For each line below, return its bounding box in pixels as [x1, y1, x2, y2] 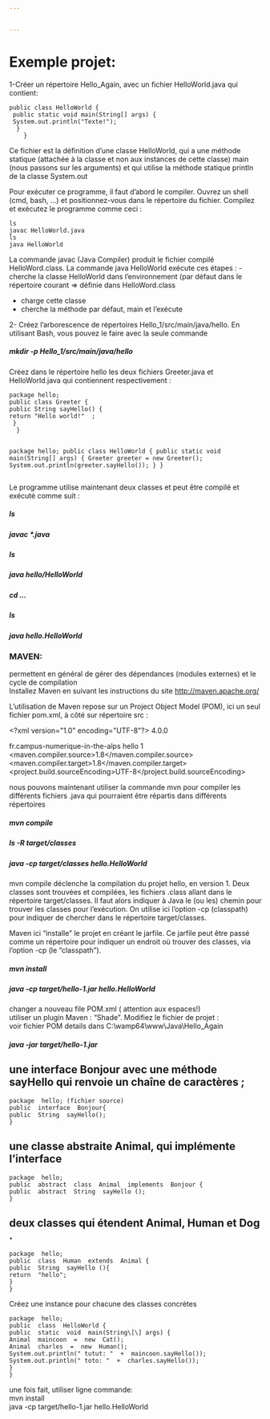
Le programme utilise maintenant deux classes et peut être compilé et [9, 482, 240, 492]
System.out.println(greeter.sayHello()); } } [9, 461, 163, 470]
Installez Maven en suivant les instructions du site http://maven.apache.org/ [9, 686, 260, 696]
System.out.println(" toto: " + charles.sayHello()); [9, 1357, 199, 1365]
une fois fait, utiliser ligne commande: [9, 1385, 133, 1395]
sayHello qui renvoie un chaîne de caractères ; [9, 1075, 245, 1089]
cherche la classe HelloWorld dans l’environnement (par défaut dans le [9, 271, 243, 281]
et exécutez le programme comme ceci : [9, 204, 143, 213]
